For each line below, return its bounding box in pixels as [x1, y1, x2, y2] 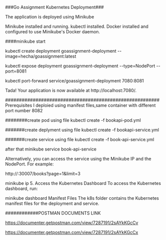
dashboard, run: [5, 186, 38, 191]
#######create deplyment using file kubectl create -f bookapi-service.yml [5, 127, 159, 133]
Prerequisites [5, 102, 32, 108]
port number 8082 [5, 108, 43, 113]
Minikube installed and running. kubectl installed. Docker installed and [5, 23, 149, 29]
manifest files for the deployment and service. [5, 201, 99, 206]
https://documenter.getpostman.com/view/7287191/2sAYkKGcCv [5, 220, 138, 226]
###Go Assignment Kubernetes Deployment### [5, 4, 104, 10]
